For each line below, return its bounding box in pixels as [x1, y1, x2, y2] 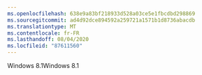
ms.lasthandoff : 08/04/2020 [7, 36, 89, 43]
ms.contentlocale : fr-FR [7, 29, 80, 37]
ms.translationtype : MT [7, 23, 77, 30]
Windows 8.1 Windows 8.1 [7, 62, 79, 69]
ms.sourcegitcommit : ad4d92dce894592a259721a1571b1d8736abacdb [7, 17, 196, 24]
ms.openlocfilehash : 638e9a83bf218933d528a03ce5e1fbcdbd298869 [7, 10, 196, 17]
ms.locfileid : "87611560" [7, 42, 82, 49]
